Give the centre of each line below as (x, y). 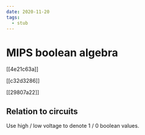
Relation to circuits (42, 111)
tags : (13, 17)
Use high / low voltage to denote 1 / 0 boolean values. (73, 126)
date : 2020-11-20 (28, 12)
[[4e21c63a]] (23, 69)
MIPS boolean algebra (62, 52)
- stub (20, 23)
